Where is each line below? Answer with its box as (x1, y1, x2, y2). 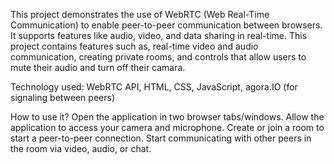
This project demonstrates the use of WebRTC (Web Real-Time (10, 9, 270, 20)
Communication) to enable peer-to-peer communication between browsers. (10, 19, 323, 31)
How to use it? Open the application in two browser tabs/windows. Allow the (10, 111, 325, 123)
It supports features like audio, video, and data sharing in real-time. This (10, 30, 308, 41)
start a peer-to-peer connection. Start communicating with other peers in (10, 132, 312, 144)
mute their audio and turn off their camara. (10, 62, 186, 73)
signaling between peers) (10, 92, 115, 103)
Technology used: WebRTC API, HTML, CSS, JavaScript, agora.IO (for (10, 81, 298, 93)
